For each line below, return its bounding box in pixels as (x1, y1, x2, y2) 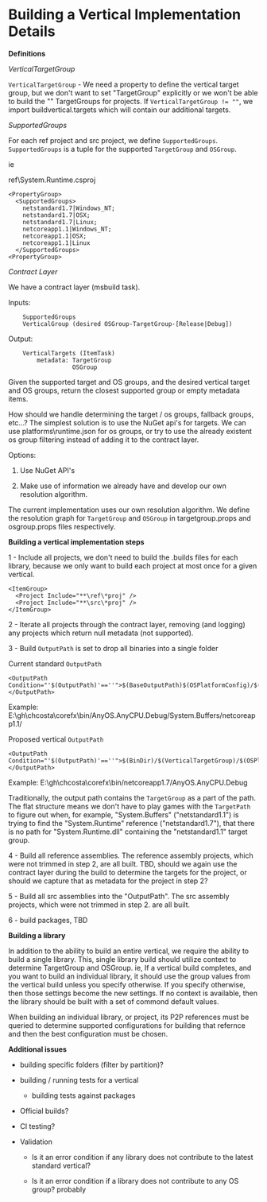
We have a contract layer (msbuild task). (8, 282, 141, 292)
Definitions (8, 48, 46, 58)
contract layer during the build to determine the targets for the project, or (8, 867, 248, 877)
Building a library (8, 930, 66, 940)
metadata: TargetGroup (37, 356, 112, 364)
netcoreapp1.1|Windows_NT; (22, 225, 112, 233)
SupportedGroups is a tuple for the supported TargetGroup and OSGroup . (8, 144, 237, 153)
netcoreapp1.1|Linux (22, 238, 91, 247)
